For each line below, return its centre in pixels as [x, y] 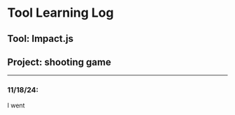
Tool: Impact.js [41, 39]
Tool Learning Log [60, 13]
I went [16, 105]
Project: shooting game [59, 62]
